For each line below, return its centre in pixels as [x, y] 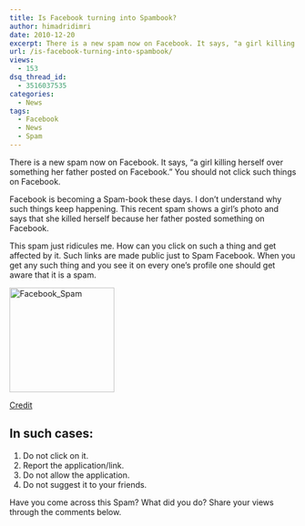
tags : [20, 111]
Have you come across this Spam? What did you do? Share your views [142, 502]
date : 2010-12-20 [42, 35]
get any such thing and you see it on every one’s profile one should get [142, 265]
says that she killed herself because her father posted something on [137, 218]
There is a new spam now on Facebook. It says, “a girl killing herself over [147, 162]
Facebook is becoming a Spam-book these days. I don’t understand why [146, 199]
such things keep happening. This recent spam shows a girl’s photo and [144, 208]
